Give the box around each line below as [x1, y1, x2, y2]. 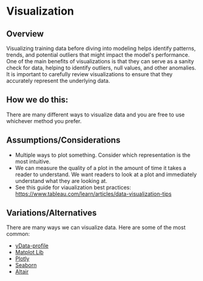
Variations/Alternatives [6, 208, 97, 218]
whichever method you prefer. [6, 117, 82, 124]
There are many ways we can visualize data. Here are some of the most [6, 224, 186, 231]
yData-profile [15, 242, 49, 249]
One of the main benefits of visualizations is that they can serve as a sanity [6, 58, 194, 65]
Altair [15, 268, 29, 276]
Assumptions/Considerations [6, 135, 120, 146]
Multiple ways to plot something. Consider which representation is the [15, 151, 191, 158]
